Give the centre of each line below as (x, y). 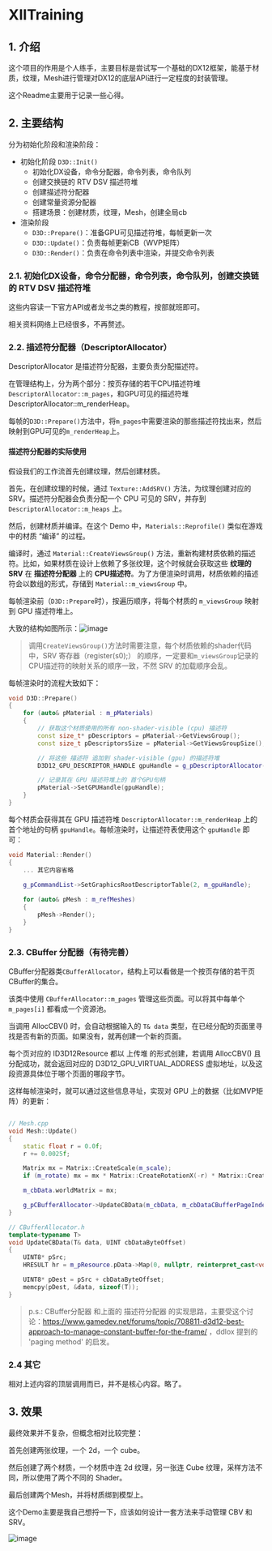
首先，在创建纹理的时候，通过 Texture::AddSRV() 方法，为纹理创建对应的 (130, 488)
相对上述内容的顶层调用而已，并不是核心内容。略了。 (97, 1383)
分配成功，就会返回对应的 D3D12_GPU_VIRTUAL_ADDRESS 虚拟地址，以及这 (136, 1064)
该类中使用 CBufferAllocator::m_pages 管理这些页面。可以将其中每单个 (127, 999)
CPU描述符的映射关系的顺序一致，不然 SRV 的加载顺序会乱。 (130, 666)
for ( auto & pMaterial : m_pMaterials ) (88, 713)
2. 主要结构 (36, 123)
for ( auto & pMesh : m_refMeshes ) (79, 900)
